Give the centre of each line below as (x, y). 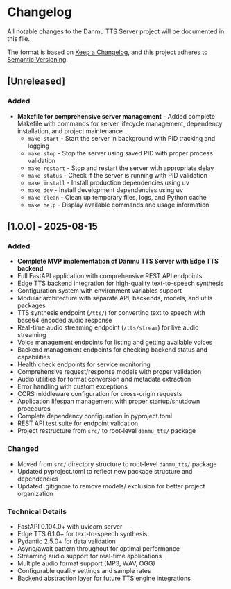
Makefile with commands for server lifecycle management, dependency (120, 123)
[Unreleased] (36, 82)
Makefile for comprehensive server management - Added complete (116, 116)
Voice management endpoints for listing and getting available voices (115, 342)
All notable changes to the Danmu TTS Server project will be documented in (116, 31)
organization (35, 493)
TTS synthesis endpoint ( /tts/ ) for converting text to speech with (111, 313)
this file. (18, 38)
